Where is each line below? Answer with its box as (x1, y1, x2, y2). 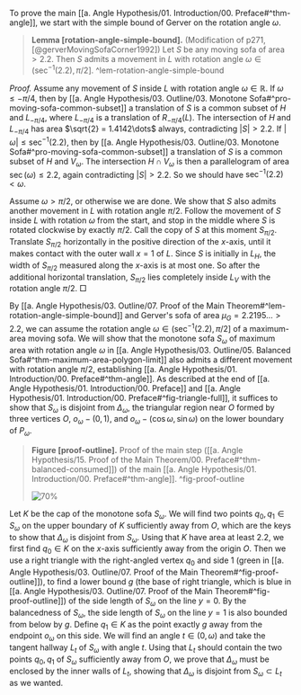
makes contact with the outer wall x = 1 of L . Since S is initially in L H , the (9, 247, 277, 261)
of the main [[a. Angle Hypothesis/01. (119, 463, 257, 475)
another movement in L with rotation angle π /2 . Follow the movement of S (9, 206, 281, 217)
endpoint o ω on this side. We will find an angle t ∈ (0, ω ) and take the (9, 630, 267, 644)
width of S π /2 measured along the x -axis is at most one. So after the (9, 260, 261, 272)
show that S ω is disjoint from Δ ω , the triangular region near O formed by (9, 402, 276, 414)
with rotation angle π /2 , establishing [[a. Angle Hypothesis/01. (9, 363, 238, 374)
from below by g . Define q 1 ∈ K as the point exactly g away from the (9, 619, 263, 632)
